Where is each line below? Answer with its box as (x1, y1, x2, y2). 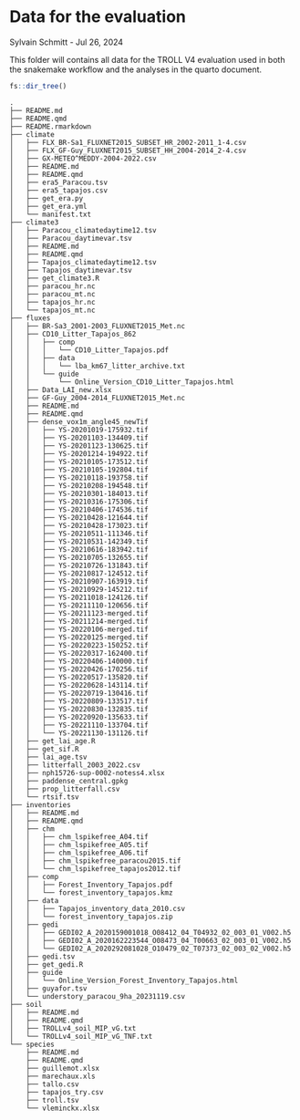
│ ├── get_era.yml (9, 202, 88, 211)
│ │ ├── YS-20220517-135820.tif (9, 672, 149, 681)
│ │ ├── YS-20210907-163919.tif (9, 576, 149, 586)
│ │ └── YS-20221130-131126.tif (9, 728, 149, 738)
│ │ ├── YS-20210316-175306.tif (9, 497, 149, 506)
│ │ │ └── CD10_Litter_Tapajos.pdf (9, 345, 170, 355)
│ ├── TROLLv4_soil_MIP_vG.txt (9, 1023, 137, 1032)
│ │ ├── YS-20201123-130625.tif (9, 441, 149, 451)
